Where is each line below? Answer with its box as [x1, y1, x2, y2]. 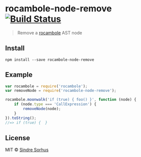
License [5, 134, 30, 142]
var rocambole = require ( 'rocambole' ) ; [5, 83, 88, 89]
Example [5, 71, 33, 79]
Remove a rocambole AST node [17, 30, 82, 36]
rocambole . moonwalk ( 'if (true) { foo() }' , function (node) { [5, 97, 137, 102]
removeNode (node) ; [23, 107, 61, 112]
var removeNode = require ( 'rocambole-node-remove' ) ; [5, 88, 117, 93]
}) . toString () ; [5, 116, 37, 120]
